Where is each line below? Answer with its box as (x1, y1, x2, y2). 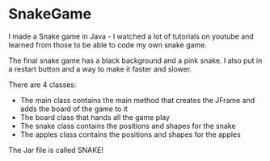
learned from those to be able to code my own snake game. (8, 39, 208, 49)
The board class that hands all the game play (19, 112, 171, 122)
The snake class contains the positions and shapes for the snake (19, 121, 236, 130)
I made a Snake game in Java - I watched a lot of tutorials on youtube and (8, 31, 255, 41)
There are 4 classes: (8, 80, 77, 89)
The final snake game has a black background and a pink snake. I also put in (8, 56, 263, 65)
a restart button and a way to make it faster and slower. (8, 64, 192, 73)
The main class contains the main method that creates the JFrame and (19, 95, 255, 105)
